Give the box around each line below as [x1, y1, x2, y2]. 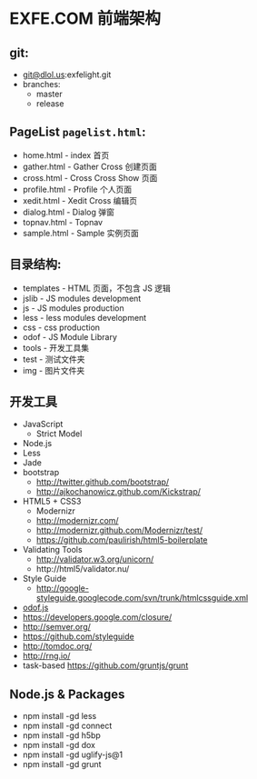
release [35, 98, 64, 109]
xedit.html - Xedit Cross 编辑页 [22, 195, 138, 205]
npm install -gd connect [22, 720, 113, 732]
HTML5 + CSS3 [22, 496, 82, 507]
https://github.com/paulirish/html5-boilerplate [35, 534, 208, 545]
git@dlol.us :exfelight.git [22, 69, 112, 80]
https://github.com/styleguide [22, 631, 134, 642]
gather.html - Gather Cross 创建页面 [22, 161, 157, 172]
